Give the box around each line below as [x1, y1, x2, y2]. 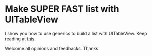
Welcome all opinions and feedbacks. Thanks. [5, 45, 100, 51]
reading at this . [5, 36, 36, 42]
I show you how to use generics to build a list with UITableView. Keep [5, 30, 147, 36]
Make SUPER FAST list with [5, 3, 119, 15]
